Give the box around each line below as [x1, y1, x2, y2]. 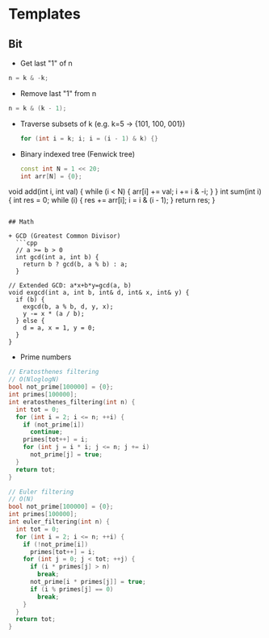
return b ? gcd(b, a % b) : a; [23, 260, 128, 269]
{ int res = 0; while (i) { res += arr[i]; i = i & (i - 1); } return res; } [8, 195, 216, 205]
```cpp [15, 239, 38, 247]
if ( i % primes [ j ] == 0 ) [29, 585, 114, 594]
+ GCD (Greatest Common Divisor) [8, 232, 121, 241]
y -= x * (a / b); [23, 310, 85, 318]
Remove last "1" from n [19, 88, 97, 98]
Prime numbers [19, 352, 72, 362]
